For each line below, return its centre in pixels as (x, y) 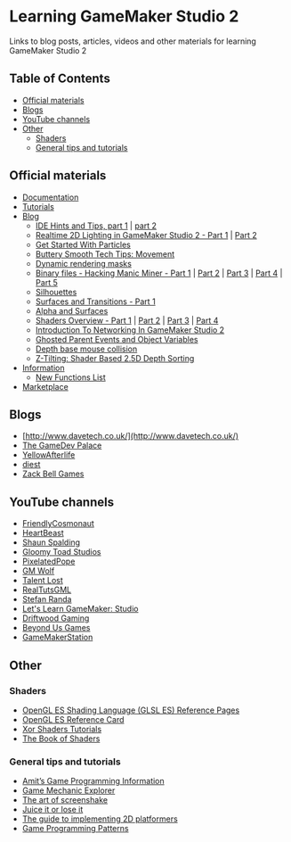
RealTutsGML (47, 590)
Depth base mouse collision (86, 349)
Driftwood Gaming (56, 618)
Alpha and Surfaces (72, 310)
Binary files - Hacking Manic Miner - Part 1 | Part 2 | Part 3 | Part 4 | (159, 273)
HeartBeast (43, 533)
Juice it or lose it (53, 810)
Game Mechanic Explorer (69, 790)
